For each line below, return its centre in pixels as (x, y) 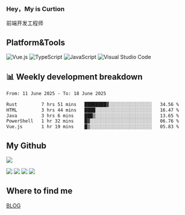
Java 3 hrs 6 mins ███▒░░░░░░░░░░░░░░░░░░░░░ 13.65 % (93, 116)
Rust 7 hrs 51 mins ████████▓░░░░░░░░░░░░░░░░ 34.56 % (93, 104)
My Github (26, 145)
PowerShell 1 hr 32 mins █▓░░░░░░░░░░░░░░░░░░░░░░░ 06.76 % (93, 121)
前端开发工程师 (25, 23)
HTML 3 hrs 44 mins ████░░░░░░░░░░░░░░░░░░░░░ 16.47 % (93, 110)
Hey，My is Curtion (36, 8)
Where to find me (39, 191)
